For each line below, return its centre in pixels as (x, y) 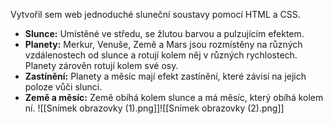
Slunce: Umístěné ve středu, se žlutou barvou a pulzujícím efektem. (164, 33)
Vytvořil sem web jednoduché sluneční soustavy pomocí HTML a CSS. (155, 14)
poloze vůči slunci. (63, 87)
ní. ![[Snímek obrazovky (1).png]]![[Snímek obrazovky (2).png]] (154, 108)
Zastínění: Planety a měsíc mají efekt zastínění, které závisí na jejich (165, 76)
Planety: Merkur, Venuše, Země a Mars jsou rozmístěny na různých (163, 44)
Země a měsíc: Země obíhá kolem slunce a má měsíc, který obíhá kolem (174, 97)
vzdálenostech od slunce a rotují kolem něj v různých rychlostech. (161, 55)
